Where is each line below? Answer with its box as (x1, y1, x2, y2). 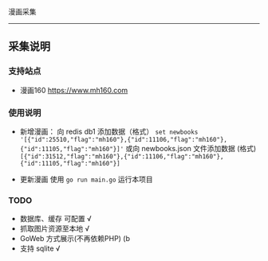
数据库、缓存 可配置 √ (19, 214, 92, 224)
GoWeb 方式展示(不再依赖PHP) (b (19, 234, 130, 243)
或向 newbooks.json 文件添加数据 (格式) (125, 143, 257, 153)
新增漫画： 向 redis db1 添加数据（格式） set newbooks (19, 127, 199, 136)
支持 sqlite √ (19, 243, 61, 253)
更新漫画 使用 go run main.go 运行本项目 (19, 174, 153, 184)
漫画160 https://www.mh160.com (19, 85, 128, 95)
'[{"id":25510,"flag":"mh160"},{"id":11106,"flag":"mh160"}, (19, 135, 228, 143)
